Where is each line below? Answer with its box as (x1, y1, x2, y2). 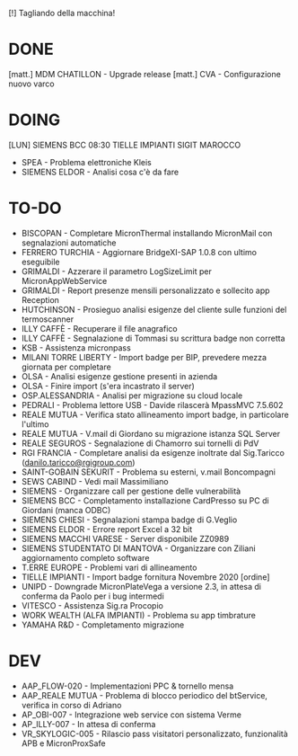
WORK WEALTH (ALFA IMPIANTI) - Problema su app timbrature (21, 609, 257, 620)
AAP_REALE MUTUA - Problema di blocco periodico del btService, (21, 689, 268, 700)
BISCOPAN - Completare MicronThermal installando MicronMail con (21, 227, 273, 238)
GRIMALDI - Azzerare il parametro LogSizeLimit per (21, 265, 212, 277)
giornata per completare (21, 361, 111, 372)
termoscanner (21, 314, 74, 325)
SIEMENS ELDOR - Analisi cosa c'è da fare (21, 166, 180, 177)
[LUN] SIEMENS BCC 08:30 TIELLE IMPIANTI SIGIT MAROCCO (8, 139, 241, 150)
